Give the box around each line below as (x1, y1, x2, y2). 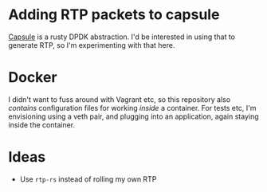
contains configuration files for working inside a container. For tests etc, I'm (8, 103, 257, 112)
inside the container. (8, 120, 76, 129)
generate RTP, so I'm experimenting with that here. (8, 40, 175, 49)
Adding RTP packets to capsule (8, 6, 220, 24)
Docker (8, 69, 57, 87)
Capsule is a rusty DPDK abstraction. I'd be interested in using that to (8, 32, 236, 41)
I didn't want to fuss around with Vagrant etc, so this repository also (8, 94, 231, 104)
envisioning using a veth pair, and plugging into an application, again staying (8, 112, 259, 121)
